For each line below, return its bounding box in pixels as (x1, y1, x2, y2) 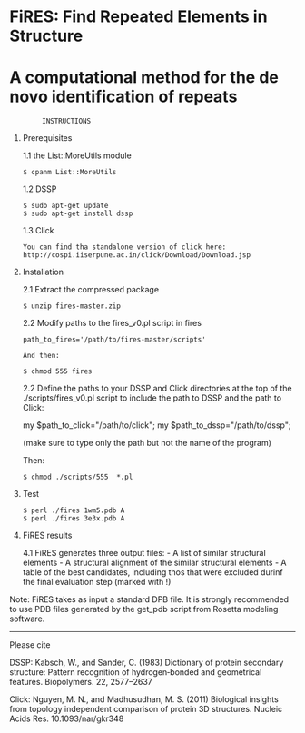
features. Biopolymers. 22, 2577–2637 (9, 677, 152, 688)
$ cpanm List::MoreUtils (22, 168, 117, 177)
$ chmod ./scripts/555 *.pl (22, 472, 133, 482)
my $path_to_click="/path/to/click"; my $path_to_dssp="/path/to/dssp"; (22, 420, 291, 431)
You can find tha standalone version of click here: (22, 243, 227, 252)
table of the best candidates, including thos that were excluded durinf (22, 567, 283, 578)
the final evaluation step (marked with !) (22, 577, 172, 588)
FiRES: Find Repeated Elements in (9, 6, 268, 27)
